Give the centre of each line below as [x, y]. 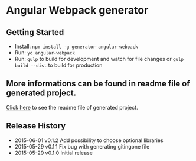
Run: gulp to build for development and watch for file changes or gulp [99, 59]
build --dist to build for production [58, 65]
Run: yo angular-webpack [45, 53]
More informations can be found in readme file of [98, 84]
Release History [36, 126]
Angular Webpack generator [77, 10]
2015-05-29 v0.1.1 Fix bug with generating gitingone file [82, 146]
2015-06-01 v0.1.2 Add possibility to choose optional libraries [89, 140]
